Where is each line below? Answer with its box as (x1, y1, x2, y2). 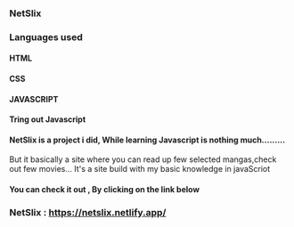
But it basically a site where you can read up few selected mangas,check (9, 154, 277, 165)
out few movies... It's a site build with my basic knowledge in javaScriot (9, 164, 271, 174)
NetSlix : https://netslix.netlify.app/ (9, 206, 167, 218)
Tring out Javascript (9, 114, 86, 125)
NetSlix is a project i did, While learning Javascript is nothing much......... (9, 134, 286, 145)
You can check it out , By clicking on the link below (9, 184, 200, 195)
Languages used (9, 30, 83, 43)
